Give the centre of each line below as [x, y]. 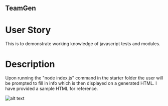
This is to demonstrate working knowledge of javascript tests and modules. [83, 44]
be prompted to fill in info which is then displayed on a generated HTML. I [81, 83]
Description [30, 64]
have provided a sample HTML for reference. [52, 89]
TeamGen [21, 8]
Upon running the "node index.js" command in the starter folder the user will [84, 78]
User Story [28, 30]
